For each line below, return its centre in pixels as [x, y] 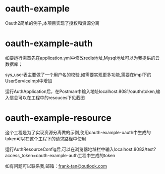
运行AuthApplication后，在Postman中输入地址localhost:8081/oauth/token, [81, 91]
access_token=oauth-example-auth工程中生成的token [60, 155]
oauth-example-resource [58, 118]
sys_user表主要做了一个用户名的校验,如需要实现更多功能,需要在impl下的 [78, 75]
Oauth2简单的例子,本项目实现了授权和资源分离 [53, 23]
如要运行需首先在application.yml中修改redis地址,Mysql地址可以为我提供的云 [82, 58]
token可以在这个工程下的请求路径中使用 [46, 138]
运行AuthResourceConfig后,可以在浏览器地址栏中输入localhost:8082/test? [81, 149]
